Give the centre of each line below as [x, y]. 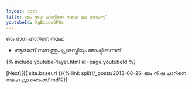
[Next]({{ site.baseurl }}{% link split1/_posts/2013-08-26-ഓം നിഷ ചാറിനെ [96, 73]
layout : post [22, 11]
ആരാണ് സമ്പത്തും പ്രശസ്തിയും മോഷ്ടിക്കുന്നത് [68, 51]
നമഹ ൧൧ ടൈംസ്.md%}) [37, 80]
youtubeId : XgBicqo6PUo [35, 22]
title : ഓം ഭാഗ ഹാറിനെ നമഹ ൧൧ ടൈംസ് [56, 17]
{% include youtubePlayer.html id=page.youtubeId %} [71, 62]
